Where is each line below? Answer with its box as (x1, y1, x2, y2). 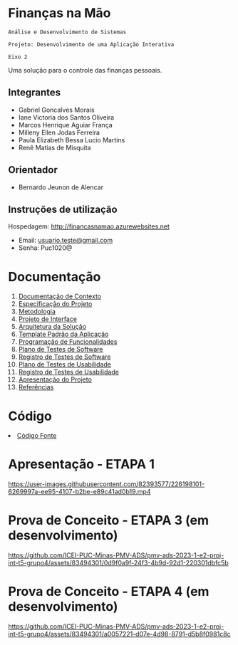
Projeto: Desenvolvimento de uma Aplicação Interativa (8, 41, 175, 48)
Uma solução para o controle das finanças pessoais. (8, 65, 162, 74)
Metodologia (18, 308, 56, 316)
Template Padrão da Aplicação (18, 330, 109, 339)
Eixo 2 (8, 53, 28, 61)
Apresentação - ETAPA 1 (8, 456, 155, 473)
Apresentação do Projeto (18, 375, 92, 384)
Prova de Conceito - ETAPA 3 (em (8, 513, 209, 528)
